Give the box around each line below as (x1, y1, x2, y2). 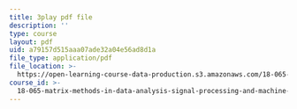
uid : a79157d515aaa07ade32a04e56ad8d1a (9, 46, 156, 54)
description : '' (9, 21, 69, 30)
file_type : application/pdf (9, 54, 113, 62)
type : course (9, 29, 57, 38)
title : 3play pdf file (9, 12, 93, 22)
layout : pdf (9, 37, 53, 47)
